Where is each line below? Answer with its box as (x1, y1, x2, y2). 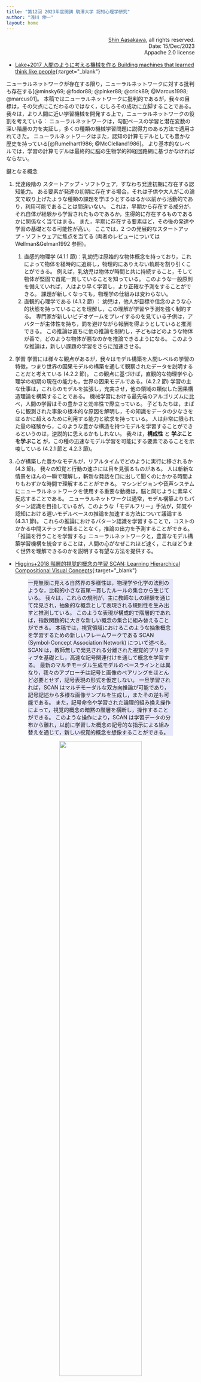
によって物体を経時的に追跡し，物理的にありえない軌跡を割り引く (23, 261, 187, 268)
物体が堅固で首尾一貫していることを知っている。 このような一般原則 (23, 276, 193, 283)
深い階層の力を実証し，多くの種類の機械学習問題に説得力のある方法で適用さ (6, 125, 195, 132)
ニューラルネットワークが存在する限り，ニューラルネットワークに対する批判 (6, 80, 195, 87)
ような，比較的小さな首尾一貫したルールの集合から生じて (28, 587, 169, 594)
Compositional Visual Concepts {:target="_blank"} (14, 567, 138, 574)
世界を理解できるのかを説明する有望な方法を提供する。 (20, 548, 157, 555)
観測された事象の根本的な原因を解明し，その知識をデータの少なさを (25, 408, 193, 415)
